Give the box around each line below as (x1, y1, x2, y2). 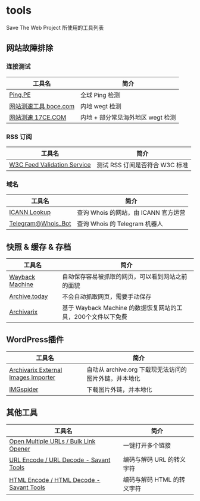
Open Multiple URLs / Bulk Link (9, 437, 96, 445)
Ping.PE (9, 90, 31, 99)
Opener (9, 444, 31, 453)
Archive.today (9, 292, 48, 300)
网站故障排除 (6, 43, 54, 54)
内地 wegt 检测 (80, 102, 121, 110)
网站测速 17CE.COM (9, 113, 67, 121)
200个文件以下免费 (74, 313, 128, 321)
